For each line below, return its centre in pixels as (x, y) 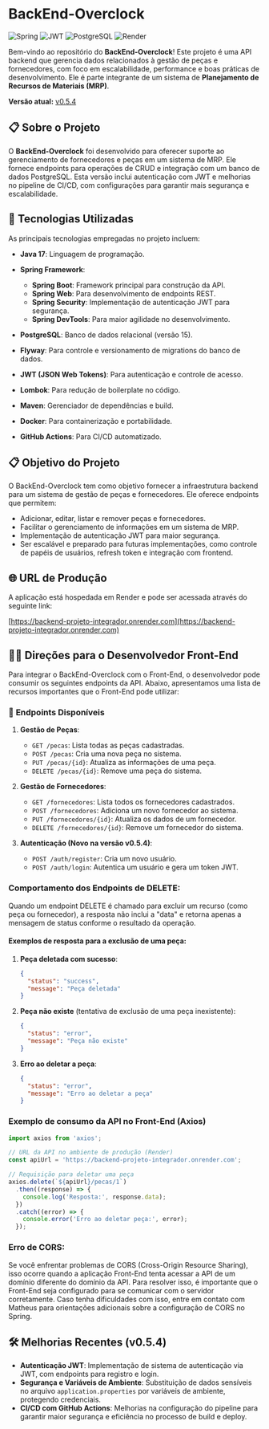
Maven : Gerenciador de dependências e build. (96, 405)
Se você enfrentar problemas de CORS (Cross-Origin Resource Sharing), (128, 1264)
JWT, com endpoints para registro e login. (89, 1374)
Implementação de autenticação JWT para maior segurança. (120, 535)
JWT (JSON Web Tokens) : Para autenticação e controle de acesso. (132, 374)
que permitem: (32, 503)
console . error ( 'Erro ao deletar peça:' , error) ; (105, 1219)
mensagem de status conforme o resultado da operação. (102, 922)
